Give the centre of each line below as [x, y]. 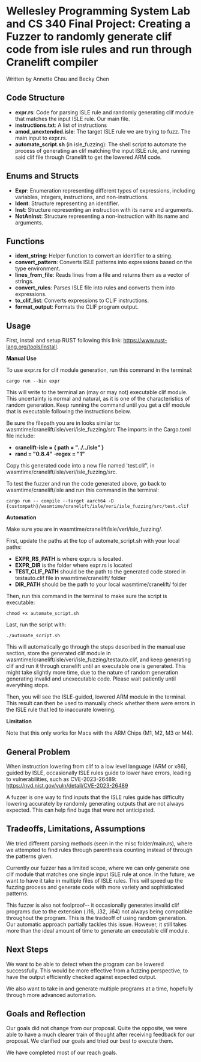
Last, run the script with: [36, 625]
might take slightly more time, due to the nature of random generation [92, 673]
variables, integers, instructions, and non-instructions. [82, 197]
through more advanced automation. [52, 995]
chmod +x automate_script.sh [43, 614]
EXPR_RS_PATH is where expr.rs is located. [69, 559]
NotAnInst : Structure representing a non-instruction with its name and [102, 216]
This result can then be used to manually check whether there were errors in [101, 703]
